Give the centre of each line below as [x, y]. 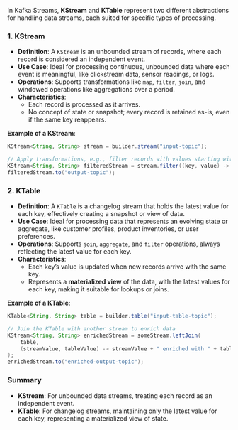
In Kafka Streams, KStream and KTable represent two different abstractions [118, 10]
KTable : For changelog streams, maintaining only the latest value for [117, 411]
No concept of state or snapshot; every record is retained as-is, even [129, 112]
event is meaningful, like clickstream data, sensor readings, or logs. [116, 75]
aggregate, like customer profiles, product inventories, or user [108, 229]
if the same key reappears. [67, 119]
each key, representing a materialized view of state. [93, 418]
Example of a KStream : [41, 134]
